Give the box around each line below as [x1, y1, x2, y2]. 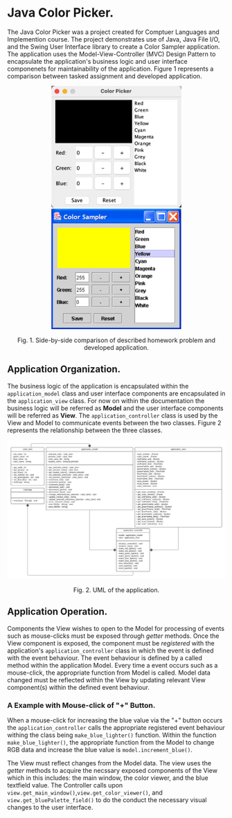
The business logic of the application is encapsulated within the [7, 382, 189, 390]
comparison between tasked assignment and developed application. [7, 71, 202, 80]
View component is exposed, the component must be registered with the [7, 639, 215, 647]
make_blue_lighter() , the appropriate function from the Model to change [7, 738, 215, 747]
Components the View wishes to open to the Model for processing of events [7, 624, 225, 632]
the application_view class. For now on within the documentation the [7, 396, 205, 404]
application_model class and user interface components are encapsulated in [7, 389, 226, 398]
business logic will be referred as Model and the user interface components [7, 404, 224, 412]
